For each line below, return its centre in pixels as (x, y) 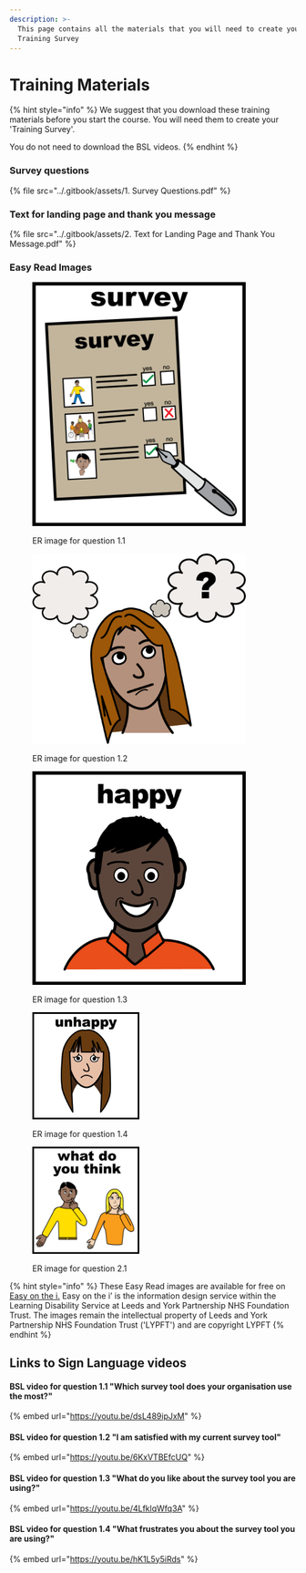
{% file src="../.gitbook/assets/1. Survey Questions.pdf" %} (120, 191)
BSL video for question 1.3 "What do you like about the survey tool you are (153, 1478)
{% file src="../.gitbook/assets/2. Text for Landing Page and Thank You (142, 233)
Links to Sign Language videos (98, 1363)
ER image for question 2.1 (80, 1268)
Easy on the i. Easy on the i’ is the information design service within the (143, 1296)
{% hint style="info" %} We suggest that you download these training (140, 110)
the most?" (31, 1396)
